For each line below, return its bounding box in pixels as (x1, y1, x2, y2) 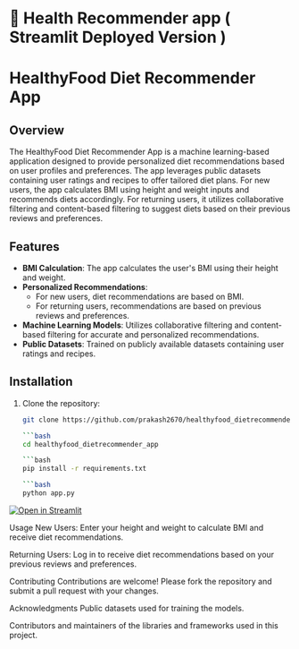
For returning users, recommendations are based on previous (35, 301, 262, 312)
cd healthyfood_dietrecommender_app (21, 440, 159, 448)
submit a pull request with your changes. (9, 585, 159, 596)
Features (9, 239, 60, 254)
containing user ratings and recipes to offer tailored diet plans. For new (9, 175, 270, 186)
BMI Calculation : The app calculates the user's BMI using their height (21, 263, 278, 273)
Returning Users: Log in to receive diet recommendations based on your (9, 549, 275, 559)
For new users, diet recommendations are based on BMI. (35, 291, 245, 302)
